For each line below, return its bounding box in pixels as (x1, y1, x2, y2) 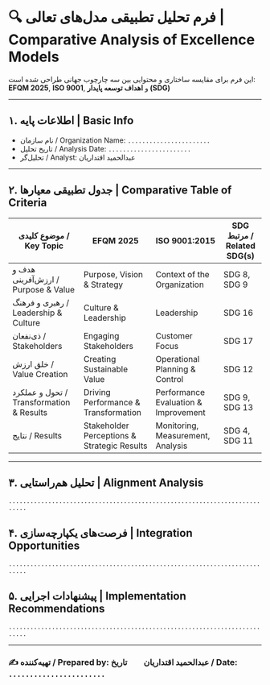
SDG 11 (223, 434, 254, 446)
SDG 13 (223, 401, 254, 413)
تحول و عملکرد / (12, 386, 68, 397)
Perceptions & (83, 430, 137, 441)
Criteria (8, 196, 47, 210)
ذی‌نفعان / (12, 330, 47, 341)
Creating (83, 353, 117, 364)
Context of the (155, 268, 211, 280)
